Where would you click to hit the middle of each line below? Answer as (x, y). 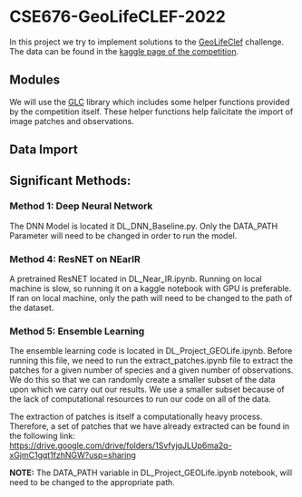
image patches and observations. (72, 121)
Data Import (44, 150)
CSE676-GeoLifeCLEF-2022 (118, 17)
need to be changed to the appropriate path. (92, 482)
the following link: (42, 436)
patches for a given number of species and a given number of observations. (151, 370)
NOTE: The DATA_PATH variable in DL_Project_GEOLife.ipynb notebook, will (151, 473)
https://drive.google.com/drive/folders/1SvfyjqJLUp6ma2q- (121, 445)
